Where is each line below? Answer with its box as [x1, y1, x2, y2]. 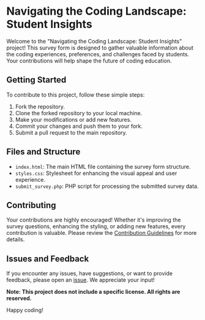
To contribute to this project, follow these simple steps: [6, 91, 145, 99]
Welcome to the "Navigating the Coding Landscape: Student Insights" [6, 37, 182, 45]
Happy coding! [6, 307, 44, 314]
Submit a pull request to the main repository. [15, 128, 127, 136]
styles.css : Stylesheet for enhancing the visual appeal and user [15, 169, 177, 177]
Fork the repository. [15, 103, 65, 110]
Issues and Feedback [6, 253, 89, 264]
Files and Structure [6, 147, 81, 157]
